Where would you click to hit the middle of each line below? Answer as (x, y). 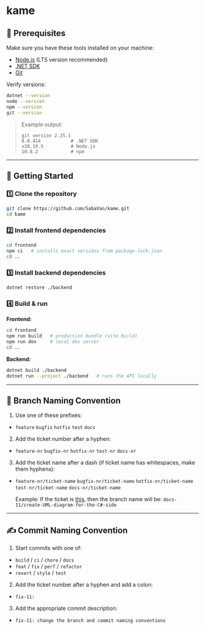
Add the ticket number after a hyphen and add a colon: (84, 585)
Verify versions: (26, 84)
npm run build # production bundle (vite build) (72, 336)
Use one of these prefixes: (49, 415)
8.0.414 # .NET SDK (60, 141)
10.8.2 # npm (53, 151)
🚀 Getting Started (40, 176)
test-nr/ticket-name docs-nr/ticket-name (68, 488)
